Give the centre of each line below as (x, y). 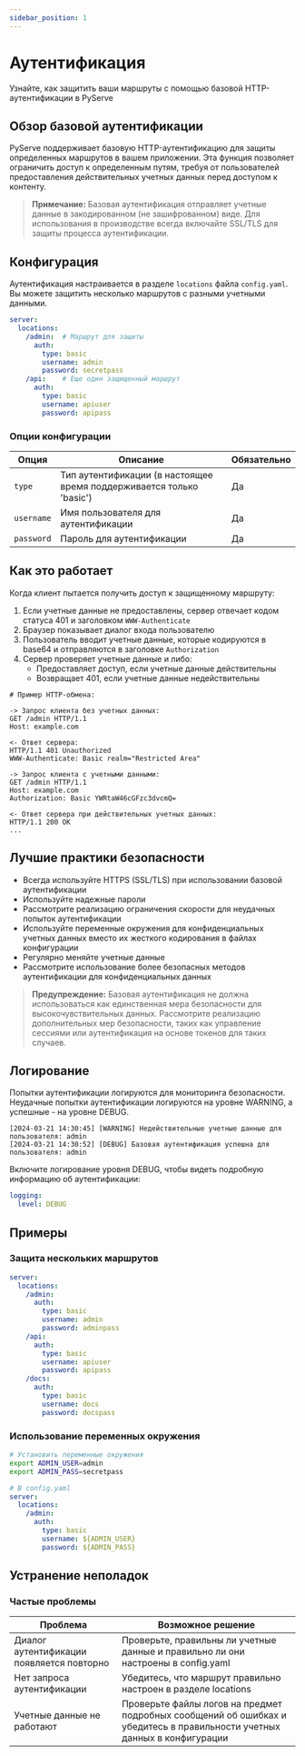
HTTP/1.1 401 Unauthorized (60, 750)
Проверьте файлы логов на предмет (202, 1704)
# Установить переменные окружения (77, 1455)
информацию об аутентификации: (75, 1179)
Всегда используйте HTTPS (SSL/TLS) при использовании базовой (152, 879)
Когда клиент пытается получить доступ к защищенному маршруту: (142, 593)
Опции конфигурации (60, 436)
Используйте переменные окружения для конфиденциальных (143, 928)
